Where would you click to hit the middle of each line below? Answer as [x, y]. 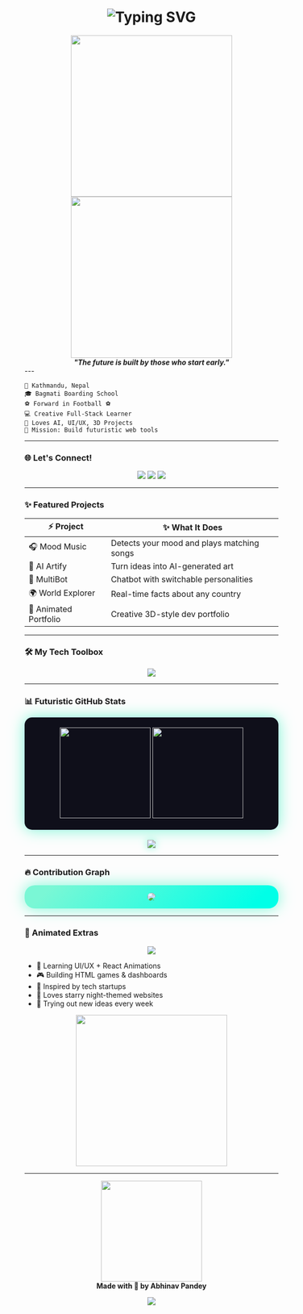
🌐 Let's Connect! [58, 457]
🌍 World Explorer [62, 593]
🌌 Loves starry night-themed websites [100, 995]
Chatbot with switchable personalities [182, 579]
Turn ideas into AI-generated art [172, 566]
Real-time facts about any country [176, 594]
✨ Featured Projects [64, 505]
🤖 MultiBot [48, 579]
